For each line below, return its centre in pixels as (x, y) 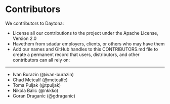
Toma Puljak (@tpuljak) (37, 85)
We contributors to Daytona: (35, 23)
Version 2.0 (25, 38)
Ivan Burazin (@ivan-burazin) (43, 74)
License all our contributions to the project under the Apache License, (85, 33)
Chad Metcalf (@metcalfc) (40, 80)
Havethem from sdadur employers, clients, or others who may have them (89, 43)
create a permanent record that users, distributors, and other (76, 55)
